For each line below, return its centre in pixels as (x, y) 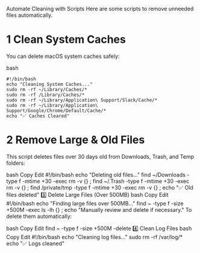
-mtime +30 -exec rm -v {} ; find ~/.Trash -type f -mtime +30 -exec (106, 181)
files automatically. (30, 15)
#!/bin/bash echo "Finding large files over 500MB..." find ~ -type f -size (95, 203)
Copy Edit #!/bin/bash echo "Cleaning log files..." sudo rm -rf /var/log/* (95, 237)
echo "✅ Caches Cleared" (38, 116)
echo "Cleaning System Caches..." (50, 84)
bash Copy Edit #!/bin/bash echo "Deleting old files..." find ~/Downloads (96, 175)
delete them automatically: (39, 216)
